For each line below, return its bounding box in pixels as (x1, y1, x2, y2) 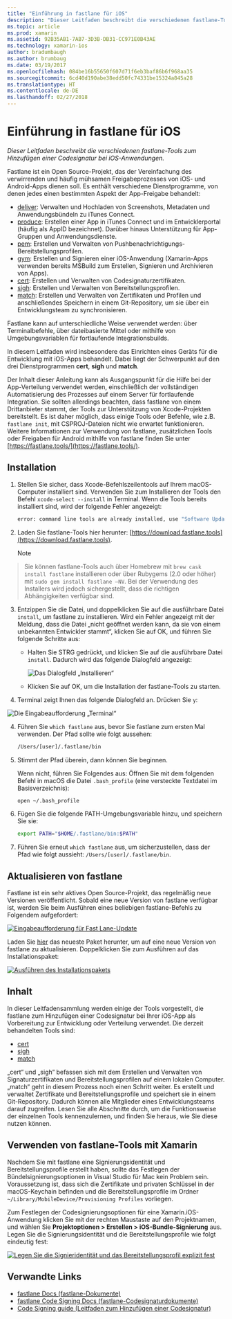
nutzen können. (7, 1119, 52, 1127)
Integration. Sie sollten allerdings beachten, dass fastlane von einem (7, 397, 202, 406)
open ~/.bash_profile (17, 797, 79, 804)
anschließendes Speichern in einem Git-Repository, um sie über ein (17, 298, 209, 307)
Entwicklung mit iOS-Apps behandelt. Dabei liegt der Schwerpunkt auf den (7, 355, 220, 363)
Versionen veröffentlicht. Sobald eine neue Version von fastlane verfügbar (7, 896, 218, 904)
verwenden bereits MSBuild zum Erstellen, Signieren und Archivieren (17, 261, 213, 270)
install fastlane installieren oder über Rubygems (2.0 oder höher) (23, 569, 216, 578)
